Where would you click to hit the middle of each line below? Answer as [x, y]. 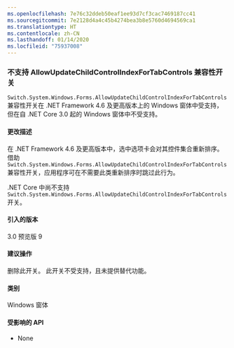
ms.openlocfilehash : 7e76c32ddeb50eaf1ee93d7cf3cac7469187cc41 [102, 14]
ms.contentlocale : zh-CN [43, 33]
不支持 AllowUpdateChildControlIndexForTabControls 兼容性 [111, 72]
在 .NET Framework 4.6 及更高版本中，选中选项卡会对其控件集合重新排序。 [115, 149]
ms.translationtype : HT [42, 27]
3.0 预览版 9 [25, 236]
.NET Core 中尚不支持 [39, 187]
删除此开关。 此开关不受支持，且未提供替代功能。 [79, 270]
